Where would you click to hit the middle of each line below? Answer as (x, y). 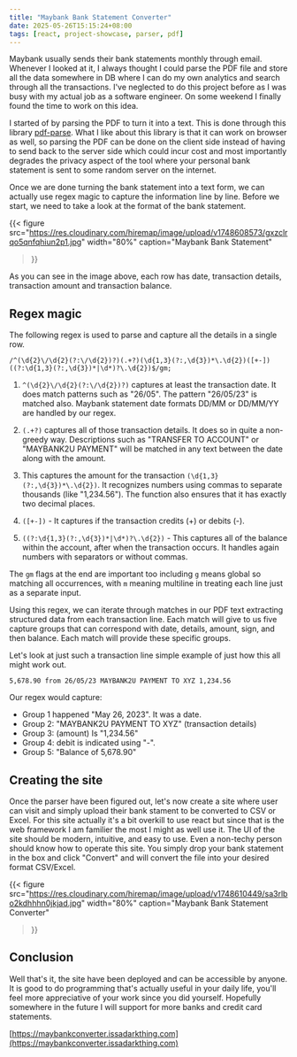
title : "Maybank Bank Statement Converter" (91, 17)
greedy (35, 440)
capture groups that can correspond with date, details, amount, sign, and (142, 629)
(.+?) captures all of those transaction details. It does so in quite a (143, 430)
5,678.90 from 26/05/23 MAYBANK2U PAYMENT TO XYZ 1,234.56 (120, 681)
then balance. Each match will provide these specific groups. (120, 638)
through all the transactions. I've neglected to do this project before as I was (148, 87)
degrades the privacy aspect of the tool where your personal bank (129, 161)
